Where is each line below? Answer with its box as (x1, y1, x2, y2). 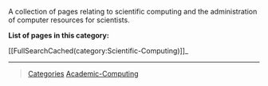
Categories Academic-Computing (27, 69, 139, 78)
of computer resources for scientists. (8, 15, 130, 25)
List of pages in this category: (8, 31, 109, 40)
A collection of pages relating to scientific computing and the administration (8, 7, 258, 16)
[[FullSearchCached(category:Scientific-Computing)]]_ (8, 46, 189, 55)
